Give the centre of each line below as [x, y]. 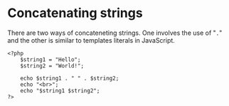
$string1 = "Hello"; [50, 59]
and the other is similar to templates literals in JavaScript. [91, 40]
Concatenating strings [75, 13]
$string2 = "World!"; [52, 65]
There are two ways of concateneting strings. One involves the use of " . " [115, 33]
